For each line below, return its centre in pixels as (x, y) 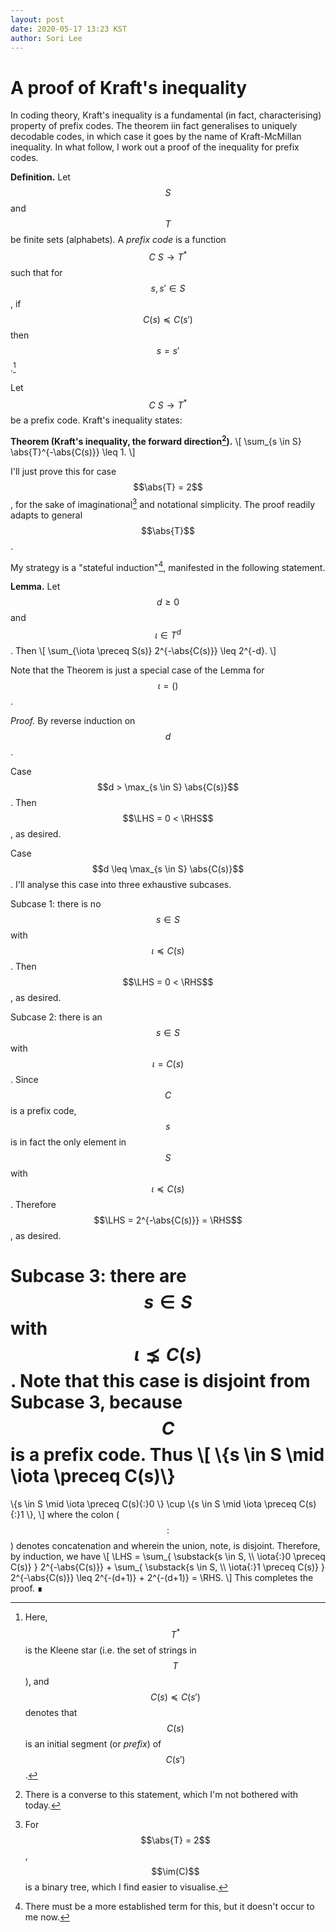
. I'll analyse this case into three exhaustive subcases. (121, 884)
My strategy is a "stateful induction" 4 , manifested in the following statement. (168, 566)
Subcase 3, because (96, 1402)
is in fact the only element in (68, 1142)
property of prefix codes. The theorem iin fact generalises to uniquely (154, 126)
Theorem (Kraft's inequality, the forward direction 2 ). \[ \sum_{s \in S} (156, 440)
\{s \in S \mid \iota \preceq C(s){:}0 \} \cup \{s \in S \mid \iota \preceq (153, 1503)
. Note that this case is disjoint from (160, 1381)
